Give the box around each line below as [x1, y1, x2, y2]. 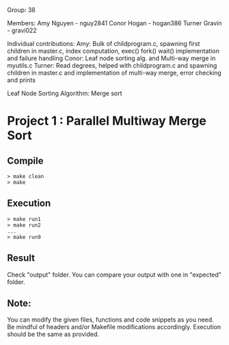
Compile [7, 155, 44, 166]
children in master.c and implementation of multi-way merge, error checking [7, 68, 222, 77]
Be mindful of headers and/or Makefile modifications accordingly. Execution [7, 323, 221, 331]
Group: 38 [7, 6, 36, 14]
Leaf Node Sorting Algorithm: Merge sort [7, 89, 122, 97]
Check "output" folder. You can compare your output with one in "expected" [7, 270, 222, 279]
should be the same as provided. [7, 330, 100, 338]
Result [7, 253, 36, 264]
